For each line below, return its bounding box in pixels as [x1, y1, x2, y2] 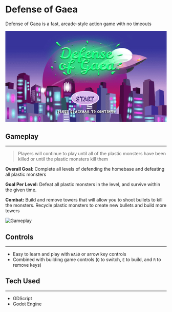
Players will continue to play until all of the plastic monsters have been [17, 151, 166, 157]
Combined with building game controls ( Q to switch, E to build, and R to [12, 256, 161, 263]
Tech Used [5, 277, 40, 286]
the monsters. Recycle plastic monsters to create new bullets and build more [5, 202, 167, 209]
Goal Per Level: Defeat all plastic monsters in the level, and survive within [5, 181, 160, 188]
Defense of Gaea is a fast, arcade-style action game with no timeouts [5, 21, 152, 27]
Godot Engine [12, 301, 42, 307]
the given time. [5, 187, 37, 193]
